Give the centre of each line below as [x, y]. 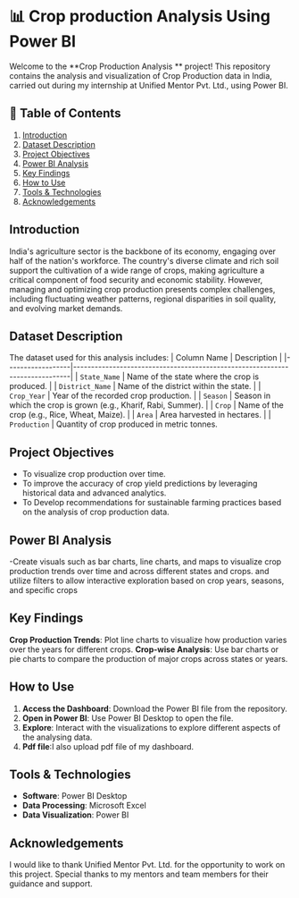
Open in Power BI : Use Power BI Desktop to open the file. [128, 718]
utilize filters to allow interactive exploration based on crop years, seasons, [147, 580]
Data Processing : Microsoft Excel [84, 806]
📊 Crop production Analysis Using [140, 17]
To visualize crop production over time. [94, 474]
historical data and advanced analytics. [94, 493]
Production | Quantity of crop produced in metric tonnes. [114, 424]
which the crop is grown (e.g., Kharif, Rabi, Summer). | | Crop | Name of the [146, 405]
